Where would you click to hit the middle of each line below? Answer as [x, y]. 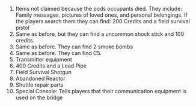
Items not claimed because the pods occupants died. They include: [99, 9]
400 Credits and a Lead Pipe [51, 66]
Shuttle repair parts [39, 85]
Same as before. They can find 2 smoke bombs [74, 47]
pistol [22, 27]
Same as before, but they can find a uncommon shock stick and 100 [100, 34]
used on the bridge [39, 97]
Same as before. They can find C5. [59, 53]
